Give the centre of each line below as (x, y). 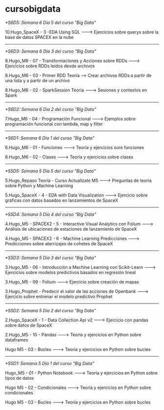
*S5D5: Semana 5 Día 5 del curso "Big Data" (51, 171)
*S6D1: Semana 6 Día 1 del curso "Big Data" (50, 138)
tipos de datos (20, 378)
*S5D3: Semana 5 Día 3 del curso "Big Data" (51, 258)
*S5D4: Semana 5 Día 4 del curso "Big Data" (51, 214)
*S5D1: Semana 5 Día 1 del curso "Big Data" (50, 363)
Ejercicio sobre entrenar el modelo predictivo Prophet (59, 296)
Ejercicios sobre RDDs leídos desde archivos (50, 66)
